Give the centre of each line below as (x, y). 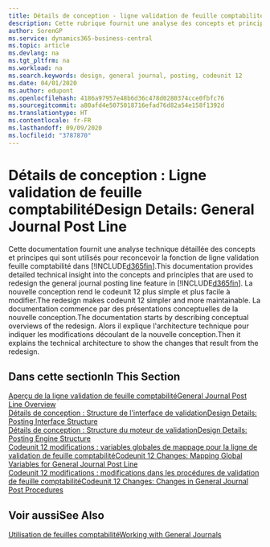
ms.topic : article (39, 46)
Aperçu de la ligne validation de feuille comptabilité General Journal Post (128, 396)
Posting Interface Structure (53, 422)
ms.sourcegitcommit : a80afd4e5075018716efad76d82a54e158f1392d (117, 105)
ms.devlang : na (34, 53)
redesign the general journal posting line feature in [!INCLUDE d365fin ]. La (131, 283)
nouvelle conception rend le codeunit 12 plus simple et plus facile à (119, 291)
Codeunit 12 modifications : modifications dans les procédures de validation (134, 473)
